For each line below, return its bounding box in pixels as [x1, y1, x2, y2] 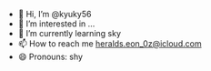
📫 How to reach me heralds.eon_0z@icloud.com [17, 38, 202, 49]
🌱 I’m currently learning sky [17, 28, 121, 38]
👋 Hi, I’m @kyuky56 [17, 9, 92, 19]
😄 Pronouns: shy [17, 51, 84, 62]
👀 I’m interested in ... [17, 18, 95, 29]
